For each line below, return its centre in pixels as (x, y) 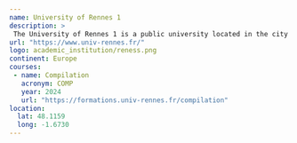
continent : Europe (43, 59)
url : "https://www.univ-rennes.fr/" (77, 42)
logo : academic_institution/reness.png (83, 51)
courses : (25, 68)
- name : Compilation (51, 75)
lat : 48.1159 (41, 116)
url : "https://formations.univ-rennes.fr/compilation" (124, 100)
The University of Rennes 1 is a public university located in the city (151, 34)
